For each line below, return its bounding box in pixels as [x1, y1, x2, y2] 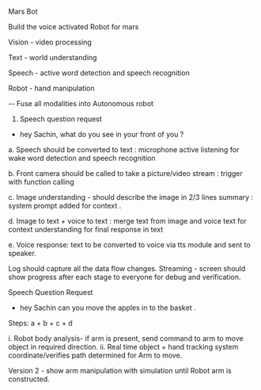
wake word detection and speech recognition [8, 154, 156, 162]
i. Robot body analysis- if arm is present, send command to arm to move [8, 334, 244, 343]
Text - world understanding [8, 53, 97, 62]
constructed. [8, 374, 50, 384]
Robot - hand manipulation [8, 83, 95, 93]
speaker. [8, 249, 37, 258]
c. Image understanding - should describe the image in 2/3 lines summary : [8, 193, 254, 201]
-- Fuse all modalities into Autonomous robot [8, 99, 154, 108]
